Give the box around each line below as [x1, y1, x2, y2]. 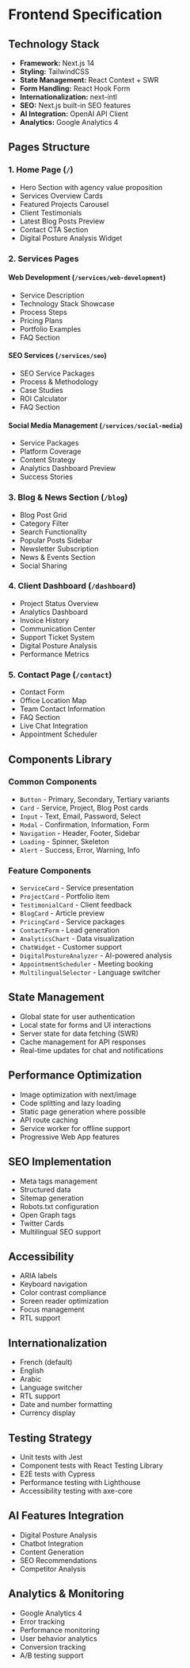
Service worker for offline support [19, 1123, 131, 1133]
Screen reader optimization [19, 1297, 109, 1306]
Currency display [19, 1408, 76, 1417]
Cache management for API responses [19, 1036, 146, 1047]
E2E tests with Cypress [19, 1469, 96, 1479]
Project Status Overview [19, 598, 99, 608]
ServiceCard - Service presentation [19, 883, 135, 892]
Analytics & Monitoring [8, 1587, 124, 1600]
